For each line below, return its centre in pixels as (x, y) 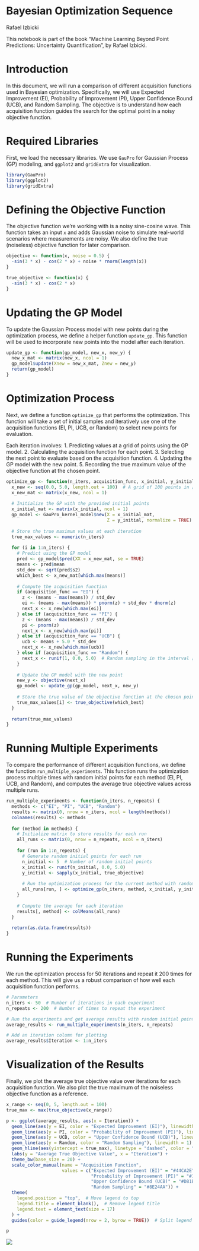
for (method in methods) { (45, 829)
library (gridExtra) (30, 186)
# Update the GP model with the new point (70, 675)
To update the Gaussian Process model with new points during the (87, 329)
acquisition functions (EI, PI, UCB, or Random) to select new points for (92, 427)
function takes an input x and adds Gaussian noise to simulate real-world (95, 232)
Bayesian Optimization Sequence (89, 11)
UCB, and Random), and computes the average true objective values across (99, 784)
